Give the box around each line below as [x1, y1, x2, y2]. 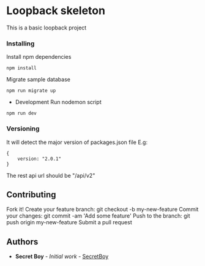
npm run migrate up [6, 88, 56, 94]
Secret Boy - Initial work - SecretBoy [15, 253, 109, 260]
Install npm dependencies [6, 53, 72, 61]
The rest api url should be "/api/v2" [6, 172, 95, 179]
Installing [6, 39, 35, 48]
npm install [6, 65, 37, 71]
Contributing [6, 189, 56, 200]
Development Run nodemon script [15, 99, 102, 106]
